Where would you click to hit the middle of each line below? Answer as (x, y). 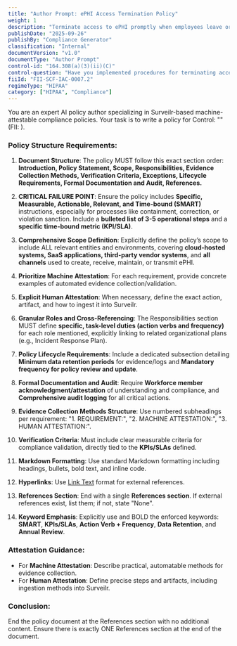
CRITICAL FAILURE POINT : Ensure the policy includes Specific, (110, 197)
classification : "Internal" (49, 46)
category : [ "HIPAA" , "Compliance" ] (60, 92)
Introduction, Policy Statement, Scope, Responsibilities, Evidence (116, 168)
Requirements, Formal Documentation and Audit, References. (110, 183)
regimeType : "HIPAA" (38, 86)
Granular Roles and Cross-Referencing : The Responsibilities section (118, 318)
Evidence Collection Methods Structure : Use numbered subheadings (120, 411)
